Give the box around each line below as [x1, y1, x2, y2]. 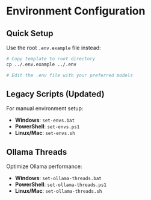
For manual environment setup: [6, 105, 84, 112]
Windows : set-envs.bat [14, 116, 75, 124]
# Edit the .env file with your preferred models [6, 72, 134, 78]
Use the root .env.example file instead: [6, 44, 101, 51]
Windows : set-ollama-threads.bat [14, 175, 102, 182]
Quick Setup [6, 28, 54, 39]
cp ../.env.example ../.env [6, 61, 77, 67]
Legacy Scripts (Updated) [6, 89, 105, 99]
